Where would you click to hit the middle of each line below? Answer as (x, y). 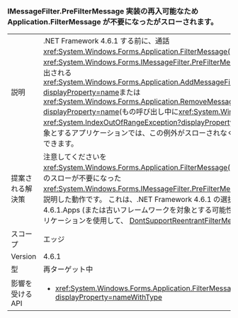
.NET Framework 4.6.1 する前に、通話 (106, 41)
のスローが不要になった (82, 178)
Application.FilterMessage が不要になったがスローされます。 (113, 21)
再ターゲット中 (68, 269)
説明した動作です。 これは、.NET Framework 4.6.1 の (132, 200)
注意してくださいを (75, 157)
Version (24, 256)
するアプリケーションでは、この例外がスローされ (139, 133)
